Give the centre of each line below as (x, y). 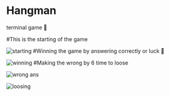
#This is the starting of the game (47, 39)
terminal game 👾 (27, 27)
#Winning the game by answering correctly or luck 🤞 (99, 51)
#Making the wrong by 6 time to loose (81, 63)
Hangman (31, 11)
